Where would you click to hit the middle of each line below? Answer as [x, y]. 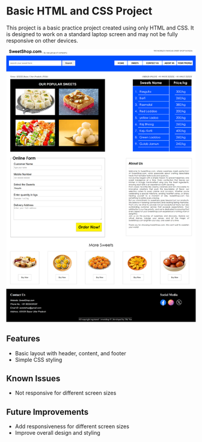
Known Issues [33, 378]
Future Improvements [47, 412]
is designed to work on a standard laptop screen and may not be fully [92, 34]
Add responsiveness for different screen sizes [72, 426]
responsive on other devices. [42, 40]
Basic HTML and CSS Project [79, 11]
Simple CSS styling [38, 360]
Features [23, 339]
